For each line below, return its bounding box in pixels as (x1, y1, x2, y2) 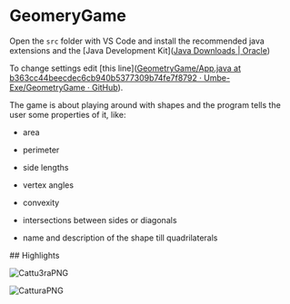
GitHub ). (91, 82, 124, 93)
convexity (22, 197, 60, 208)
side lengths (22, 162, 69, 172)
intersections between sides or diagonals (22, 214, 177, 225)
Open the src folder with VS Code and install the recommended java (9, 35, 265, 46)
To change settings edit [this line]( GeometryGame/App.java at (9, 63, 241, 74)
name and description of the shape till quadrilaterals (22, 232, 218, 243)
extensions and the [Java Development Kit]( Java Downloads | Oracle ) (9, 44, 271, 55)
